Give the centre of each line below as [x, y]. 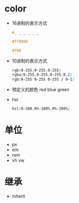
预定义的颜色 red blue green [41, 90]
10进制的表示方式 [30, 61]
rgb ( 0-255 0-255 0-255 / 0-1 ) [43, 80]
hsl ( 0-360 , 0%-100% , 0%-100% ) [41, 109]
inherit [18, 196]
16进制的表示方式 [30, 23]
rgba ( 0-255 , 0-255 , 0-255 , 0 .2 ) [42, 75]
